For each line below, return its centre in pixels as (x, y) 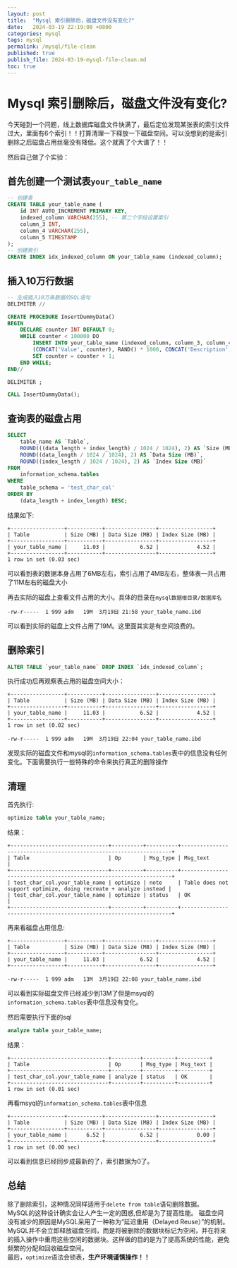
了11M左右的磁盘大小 (38, 582)
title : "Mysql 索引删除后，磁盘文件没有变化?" (71, 20)
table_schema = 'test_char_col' (67, 488)
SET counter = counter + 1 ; (74, 356)
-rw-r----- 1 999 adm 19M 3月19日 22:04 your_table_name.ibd (104, 739)
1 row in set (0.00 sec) (44, 1147)
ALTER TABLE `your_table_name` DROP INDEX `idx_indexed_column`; (105, 667)
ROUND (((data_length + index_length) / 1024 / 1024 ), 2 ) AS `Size (120, 448)
